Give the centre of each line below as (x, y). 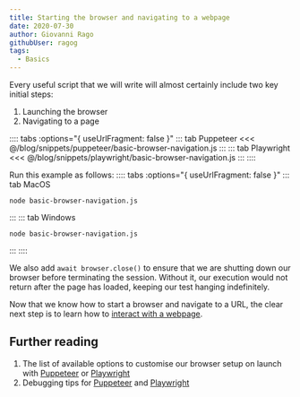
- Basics (34, 59)
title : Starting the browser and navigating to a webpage (120, 17)
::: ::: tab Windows (43, 217)
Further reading (54, 342)
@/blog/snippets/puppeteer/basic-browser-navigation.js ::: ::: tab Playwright (150, 148)
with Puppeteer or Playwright (76, 373)
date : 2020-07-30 (42, 26)
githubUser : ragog (43, 43)
